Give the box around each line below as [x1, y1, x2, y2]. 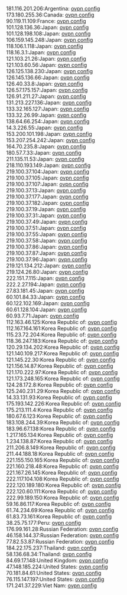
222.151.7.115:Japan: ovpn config [6, 274, 84, 282]
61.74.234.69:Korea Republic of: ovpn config [6, 507, 115, 514]
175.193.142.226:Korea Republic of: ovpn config [6, 400, 121, 407]
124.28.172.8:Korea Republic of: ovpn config [6, 381, 113, 388]
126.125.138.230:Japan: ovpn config [6, 68, 93, 74]
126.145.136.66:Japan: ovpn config [6, 74, 90, 81]
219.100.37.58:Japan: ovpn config [6, 237, 87, 244]
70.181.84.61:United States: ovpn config [6, 570, 102, 576]
